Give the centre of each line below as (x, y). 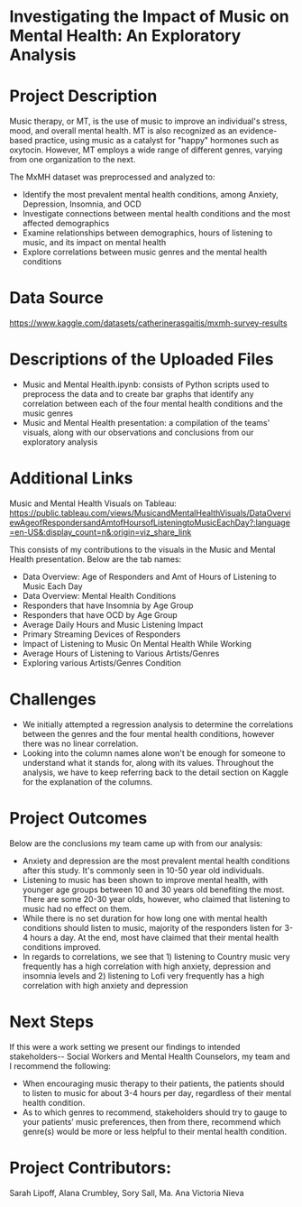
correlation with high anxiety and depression (105, 985)
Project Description (83, 96)
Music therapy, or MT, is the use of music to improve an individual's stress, (148, 121)
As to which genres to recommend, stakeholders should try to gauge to (155, 1112)
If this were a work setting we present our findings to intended (125, 1046)
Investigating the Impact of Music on (150, 17)
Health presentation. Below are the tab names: (96, 559)
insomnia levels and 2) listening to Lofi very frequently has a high (143, 975)
